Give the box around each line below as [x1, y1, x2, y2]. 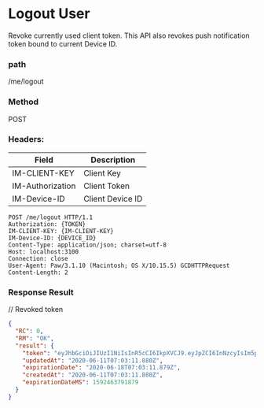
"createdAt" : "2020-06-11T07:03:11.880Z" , [22, 371, 163, 379]
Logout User [8, 5, 90, 23]
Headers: [8, 134, 45, 145]
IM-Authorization [12, 180, 76, 191]
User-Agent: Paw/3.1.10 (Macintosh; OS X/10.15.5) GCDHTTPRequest [8, 261, 230, 269]
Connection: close [8, 254, 68, 262]
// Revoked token [8, 305, 64, 314]
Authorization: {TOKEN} [8, 220, 86, 228]
